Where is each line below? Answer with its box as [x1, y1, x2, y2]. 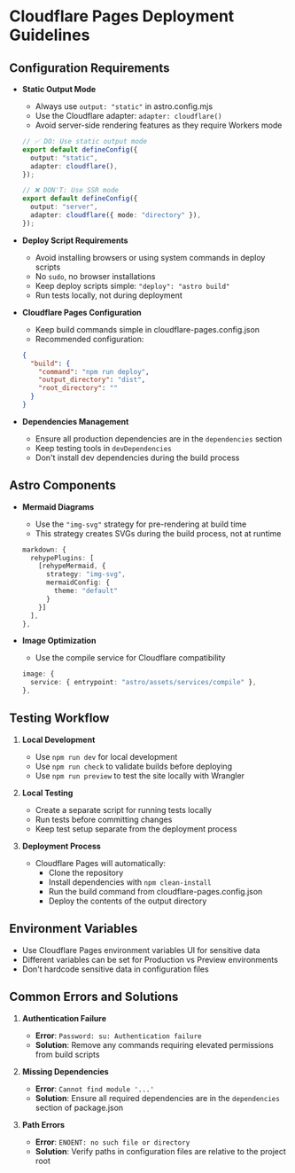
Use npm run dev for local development [35, 751, 178, 762]
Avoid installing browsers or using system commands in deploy [35, 252, 266, 262]
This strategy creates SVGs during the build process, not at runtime [35, 528, 282, 538]
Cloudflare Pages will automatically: [35, 857, 167, 868]
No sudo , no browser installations [35, 270, 156, 281]
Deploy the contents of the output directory [48, 895, 207, 906]
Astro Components [9, 478, 117, 493]
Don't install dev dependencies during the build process [35, 452, 240, 463]
